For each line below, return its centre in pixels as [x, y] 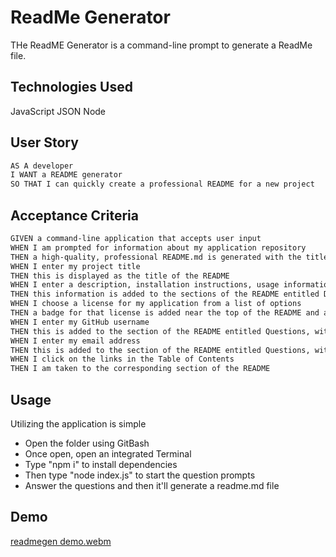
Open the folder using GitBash [87, 443]
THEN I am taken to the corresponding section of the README [140, 369]
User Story [44, 142]
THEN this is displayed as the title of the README [120, 276]
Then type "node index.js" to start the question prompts [140, 475]
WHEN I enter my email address [75, 341]
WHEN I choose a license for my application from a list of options [156, 304]
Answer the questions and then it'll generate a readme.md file [152, 485]
